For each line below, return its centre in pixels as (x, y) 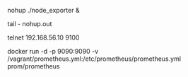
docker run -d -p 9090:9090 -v (53, 51)
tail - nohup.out (30, 24)
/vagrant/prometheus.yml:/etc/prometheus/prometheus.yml (94, 59)
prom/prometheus (34, 66)
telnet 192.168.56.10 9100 (43, 37)
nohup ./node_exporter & (43, 10)
